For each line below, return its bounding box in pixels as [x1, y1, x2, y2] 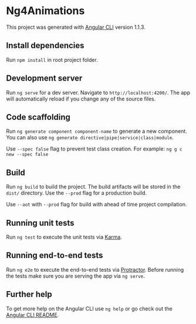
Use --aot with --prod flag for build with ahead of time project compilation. [6, 201, 187, 208]
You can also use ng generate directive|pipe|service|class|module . [6, 134, 174, 141]
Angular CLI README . [6, 311, 59, 318]
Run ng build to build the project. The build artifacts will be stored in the [6, 183, 181, 191]
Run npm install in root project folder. [6, 56, 98, 63]
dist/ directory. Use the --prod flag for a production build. [6, 189, 147, 196]
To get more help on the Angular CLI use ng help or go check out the [6, 305, 173, 312]
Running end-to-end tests [6, 250, 103, 260]
